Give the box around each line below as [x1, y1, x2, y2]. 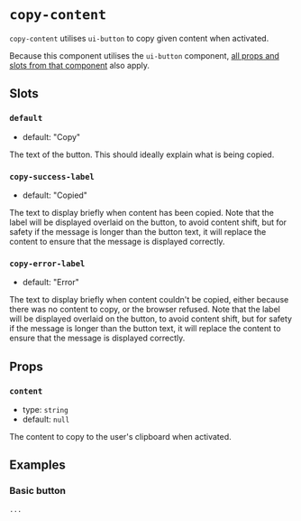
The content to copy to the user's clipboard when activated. [9, 431, 232, 442]
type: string [22, 404, 69, 414]
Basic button [9, 485, 66, 498]
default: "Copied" [22, 190, 88, 200]
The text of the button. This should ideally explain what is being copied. [9, 149, 275, 160]
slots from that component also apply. [9, 60, 150, 70]
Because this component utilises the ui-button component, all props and [9, 50, 279, 60]
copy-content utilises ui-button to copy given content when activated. [9, 33, 269, 43]
